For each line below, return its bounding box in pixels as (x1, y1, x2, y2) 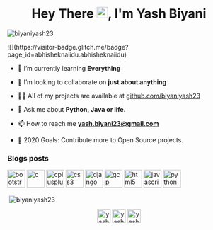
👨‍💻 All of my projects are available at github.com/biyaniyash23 (17, 91, 200, 100)
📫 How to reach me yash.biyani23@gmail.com (17, 119, 159, 127)
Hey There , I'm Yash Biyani (31, 6, 207, 22)
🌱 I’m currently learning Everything (17, 64, 121, 72)
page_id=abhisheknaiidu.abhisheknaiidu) (7, 50, 127, 59)
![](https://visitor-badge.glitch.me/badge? (7, 42, 129, 51)
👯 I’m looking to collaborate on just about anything (17, 77, 167, 86)
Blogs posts (7, 153, 50, 163)
